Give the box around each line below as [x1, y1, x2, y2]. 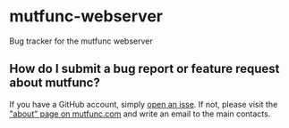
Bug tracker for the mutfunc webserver [9, 36, 154, 46]
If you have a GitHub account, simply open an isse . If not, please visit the [9, 99, 278, 109]
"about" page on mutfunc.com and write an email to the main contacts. [9, 108, 271, 119]
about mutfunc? [9, 76, 100, 91]
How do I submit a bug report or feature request [9, 61, 280, 76]
